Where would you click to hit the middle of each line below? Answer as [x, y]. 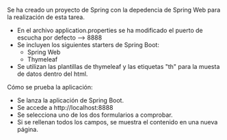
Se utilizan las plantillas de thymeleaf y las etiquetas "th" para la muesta [118, 67]
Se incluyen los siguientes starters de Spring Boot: [88, 45]
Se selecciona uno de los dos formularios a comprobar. [95, 115]
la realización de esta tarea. [46, 17]
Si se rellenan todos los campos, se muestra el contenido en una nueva [117, 122]
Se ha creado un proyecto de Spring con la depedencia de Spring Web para [114, 10]
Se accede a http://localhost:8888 [65, 108]
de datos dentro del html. [52, 74]
